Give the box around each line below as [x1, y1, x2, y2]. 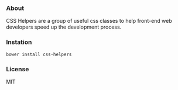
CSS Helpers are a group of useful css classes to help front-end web [6, 18, 173, 25]
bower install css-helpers [6, 51, 72, 57]
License [6, 65, 29, 73]
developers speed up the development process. [6, 23, 122, 30]
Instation [6, 38, 32, 46]
